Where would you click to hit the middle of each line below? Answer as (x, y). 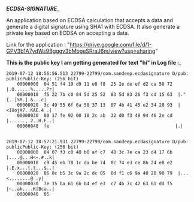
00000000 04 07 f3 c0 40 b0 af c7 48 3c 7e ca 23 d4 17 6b (95, 152)
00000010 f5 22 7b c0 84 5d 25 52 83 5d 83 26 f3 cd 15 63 (95, 95)
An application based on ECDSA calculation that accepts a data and (90, 20)
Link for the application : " (38, 45)
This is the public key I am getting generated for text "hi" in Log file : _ (94, 63)
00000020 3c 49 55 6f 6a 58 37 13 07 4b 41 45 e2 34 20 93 (95, 105)
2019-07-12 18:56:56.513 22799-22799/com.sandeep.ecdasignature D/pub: (97, 74)
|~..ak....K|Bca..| (31, 189)
